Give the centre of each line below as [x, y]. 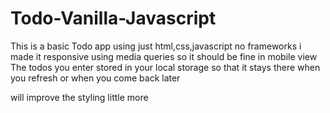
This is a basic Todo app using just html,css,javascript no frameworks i [156, 46]
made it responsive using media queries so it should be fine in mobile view [164, 56]
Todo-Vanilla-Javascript [113, 18]
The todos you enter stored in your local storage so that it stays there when [165, 67]
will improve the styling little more [79, 97]
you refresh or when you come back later [95, 78]
